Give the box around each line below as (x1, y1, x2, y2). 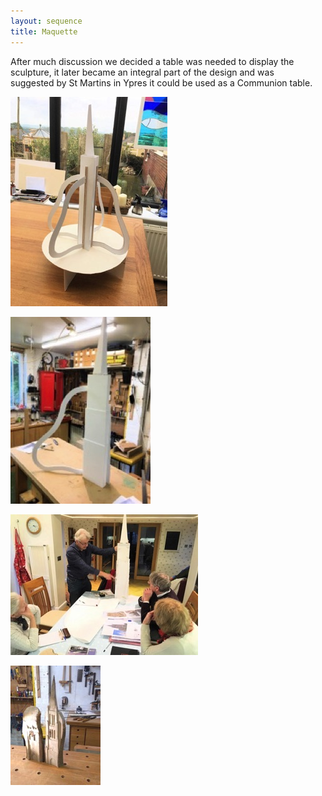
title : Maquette (10, 26, 78, 37)
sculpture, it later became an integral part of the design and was (10, 66, 275, 78)
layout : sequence (10, 16, 83, 26)
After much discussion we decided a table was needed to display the (10, 55, 295, 67)
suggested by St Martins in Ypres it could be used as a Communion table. (10, 76, 313, 89)
